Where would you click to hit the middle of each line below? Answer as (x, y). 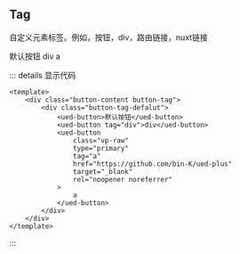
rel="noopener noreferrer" (123, 179)
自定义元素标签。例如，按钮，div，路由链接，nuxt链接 (108, 37)
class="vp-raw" (100, 140)
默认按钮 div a (35, 56)
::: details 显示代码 (43, 75)
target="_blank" (103, 172)
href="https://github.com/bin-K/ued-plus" (152, 164)
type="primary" (100, 148)
